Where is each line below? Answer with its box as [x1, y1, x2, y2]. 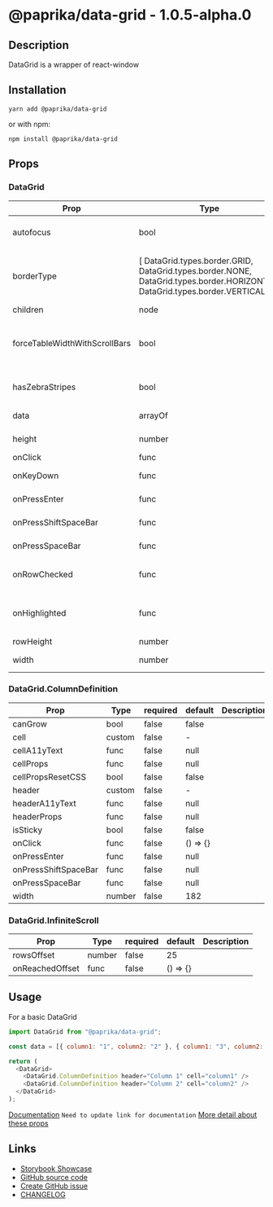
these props [8, 1118, 49, 1128]
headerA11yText [12, 797, 77, 809]
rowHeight [12, 635, 53, 647]
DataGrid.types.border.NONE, [138, 265, 252, 276]
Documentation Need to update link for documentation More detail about [8, 1109, 258, 1119]
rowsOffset [12, 950, 55, 961]
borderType [12, 270, 57, 282]
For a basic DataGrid [8, 1012, 77, 1021]
